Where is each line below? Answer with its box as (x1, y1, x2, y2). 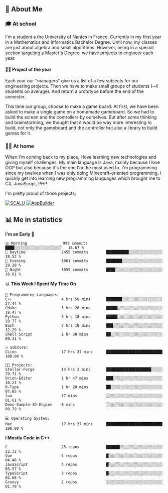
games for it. (5, 130, 32, 136)
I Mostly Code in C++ (5, 435, 50, 441)
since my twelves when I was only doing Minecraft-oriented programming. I (5, 170, 161, 176)
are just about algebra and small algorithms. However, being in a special (5, 44, 154, 50)
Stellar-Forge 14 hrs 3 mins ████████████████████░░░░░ (5, 367, 163, 372)
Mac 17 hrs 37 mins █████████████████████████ (5, 422, 163, 427)
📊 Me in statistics (5, 215, 63, 224)
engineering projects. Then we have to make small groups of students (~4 (5, 83, 158, 89)
